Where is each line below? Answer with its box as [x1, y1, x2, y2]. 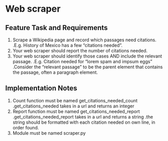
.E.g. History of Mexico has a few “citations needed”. [12, 42, 123, 48]
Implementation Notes [5, 84, 78, 93]
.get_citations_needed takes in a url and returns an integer [12, 103, 135, 109]
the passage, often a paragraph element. [12, 69, 98, 75]
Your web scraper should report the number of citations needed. [12, 48, 148, 53]
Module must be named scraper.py [12, 130, 86, 136]
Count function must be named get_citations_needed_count [12, 97, 138, 103]
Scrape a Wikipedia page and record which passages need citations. [12, 37, 156, 43]
